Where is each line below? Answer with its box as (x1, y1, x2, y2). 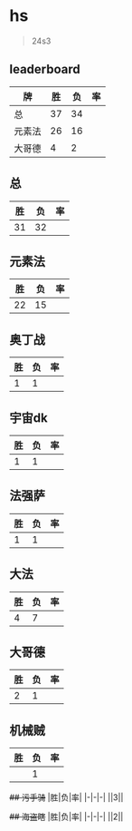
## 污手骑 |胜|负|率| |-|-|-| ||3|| (9, 792, 124, 803)
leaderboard (9, 62, 81, 77)
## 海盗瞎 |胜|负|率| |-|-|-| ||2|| (9, 811, 124, 822)
